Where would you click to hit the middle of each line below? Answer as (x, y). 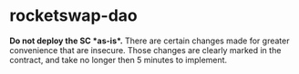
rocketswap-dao (74, 16)
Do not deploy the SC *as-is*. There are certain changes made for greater (149, 41)
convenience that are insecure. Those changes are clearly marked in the (145, 50)
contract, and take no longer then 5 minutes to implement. (119, 60)
